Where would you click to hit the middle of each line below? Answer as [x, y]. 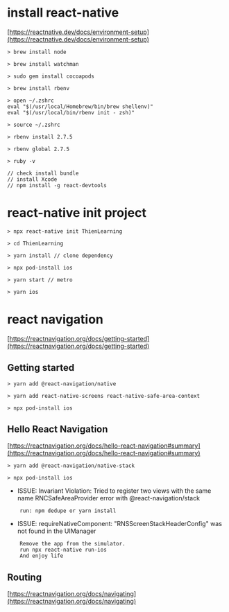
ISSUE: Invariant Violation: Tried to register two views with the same [114, 491]
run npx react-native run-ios [63, 550]
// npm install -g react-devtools [57, 185]
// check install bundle [43, 173]
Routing [25, 577]
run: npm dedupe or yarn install [68, 511]
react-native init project [77, 213]
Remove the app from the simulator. [73, 544]
